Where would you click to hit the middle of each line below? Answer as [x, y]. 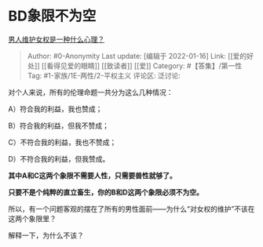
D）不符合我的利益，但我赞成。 [59, 158]
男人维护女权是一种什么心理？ [56, 39]
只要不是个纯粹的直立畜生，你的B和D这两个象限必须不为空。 [106, 192]
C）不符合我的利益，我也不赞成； [62, 142]
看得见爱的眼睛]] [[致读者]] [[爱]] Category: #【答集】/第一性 [144, 65]
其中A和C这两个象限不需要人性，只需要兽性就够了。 [92, 175]
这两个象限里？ [32, 218]
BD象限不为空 [52, 16]
